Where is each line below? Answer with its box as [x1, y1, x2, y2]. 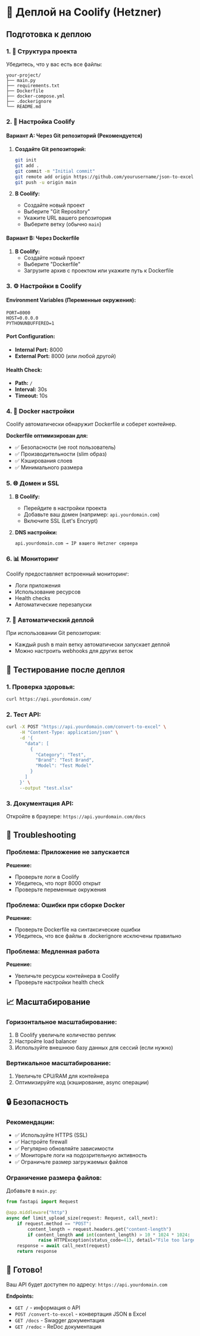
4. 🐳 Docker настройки [6, 407, 74, 415]
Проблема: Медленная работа [6, 947, 100, 955]
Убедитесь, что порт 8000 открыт [14, 879, 101, 886]
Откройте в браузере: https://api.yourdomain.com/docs [6, 812, 146, 820]
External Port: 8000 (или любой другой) [14, 352, 116, 359]
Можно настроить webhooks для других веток [14, 647, 133, 655]
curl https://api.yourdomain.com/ [6, 696, 92, 702]
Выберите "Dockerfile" [23, 260, 81, 268]
